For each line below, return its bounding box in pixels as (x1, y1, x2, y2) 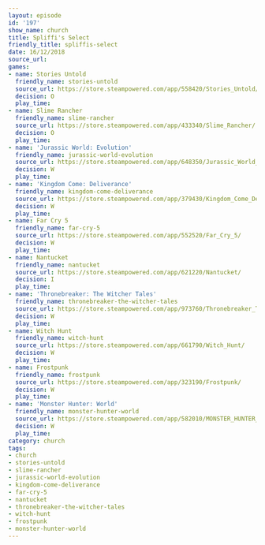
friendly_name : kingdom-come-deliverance (15, 187, 154, 196)
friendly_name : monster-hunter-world (15, 408, 140, 416)
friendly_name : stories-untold (15, 77, 118, 85)
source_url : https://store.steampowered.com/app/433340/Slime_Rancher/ (15, 121, 256, 129)
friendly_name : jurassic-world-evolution (15, 151, 154, 159)
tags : (8, 444, 26, 452)
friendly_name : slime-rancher (15, 114, 114, 122)
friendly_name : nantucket (15, 261, 101, 269)
